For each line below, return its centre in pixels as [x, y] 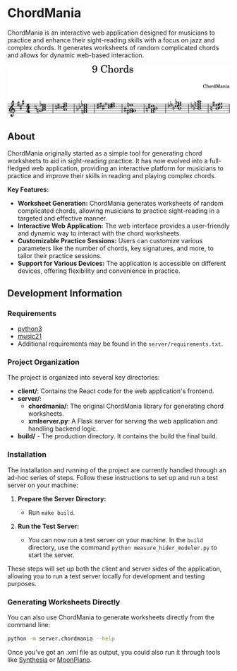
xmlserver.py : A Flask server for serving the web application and [123, 421]
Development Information [65, 293]
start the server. [51, 555]
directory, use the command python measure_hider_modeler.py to [122, 547]
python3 [30, 329]
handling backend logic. [63, 428]
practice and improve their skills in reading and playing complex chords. [112, 176]
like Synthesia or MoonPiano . [50, 660]
